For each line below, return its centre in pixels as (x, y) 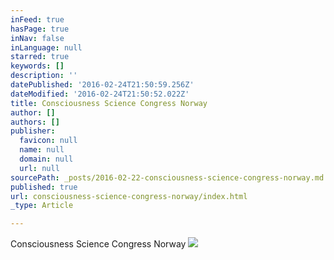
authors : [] (35, 122)
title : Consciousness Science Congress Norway (109, 103)
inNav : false (37, 38)
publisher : (33, 131)
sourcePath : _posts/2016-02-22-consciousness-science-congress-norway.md (167, 177)
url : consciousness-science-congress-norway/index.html (129, 196)
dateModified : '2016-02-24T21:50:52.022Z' (100, 94)
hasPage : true (40, 29)
